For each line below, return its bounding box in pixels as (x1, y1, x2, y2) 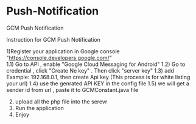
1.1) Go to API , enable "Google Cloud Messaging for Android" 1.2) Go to (6, 60, 186, 68)
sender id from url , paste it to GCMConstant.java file (6, 86, 139, 93)
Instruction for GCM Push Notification (6, 36, 100, 43)
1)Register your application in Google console (6, 47, 120, 55)
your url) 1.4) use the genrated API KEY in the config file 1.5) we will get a (6, 80, 190, 87)
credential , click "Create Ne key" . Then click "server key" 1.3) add (6, 67, 175, 74)
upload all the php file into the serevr (15, 98, 108, 105)
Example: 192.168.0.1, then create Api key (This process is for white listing (6, 73, 191, 80)
